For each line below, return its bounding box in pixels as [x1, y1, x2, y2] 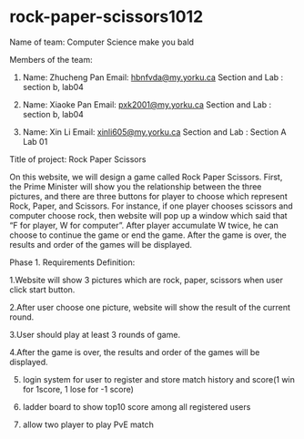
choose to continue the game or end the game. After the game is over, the [9, 230, 287, 240]
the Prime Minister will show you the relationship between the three [9, 180, 262, 192]
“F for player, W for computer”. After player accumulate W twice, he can [9, 219, 279, 230]
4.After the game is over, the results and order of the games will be [9, 346, 260, 357]
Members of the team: [9, 54, 93, 65]
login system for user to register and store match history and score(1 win [22, 373, 296, 384]
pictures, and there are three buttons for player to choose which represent [9, 190, 289, 201]
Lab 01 [22, 136, 48, 147]
